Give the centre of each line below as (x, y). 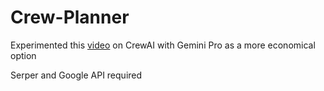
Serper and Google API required (76, 75)
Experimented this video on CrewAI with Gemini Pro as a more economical (163, 45)
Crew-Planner (70, 17)
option (23, 55)
